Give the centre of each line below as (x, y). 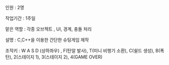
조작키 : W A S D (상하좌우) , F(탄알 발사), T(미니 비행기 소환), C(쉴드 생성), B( (83, 51)
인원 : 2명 (15, 7)
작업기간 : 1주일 (20, 18)
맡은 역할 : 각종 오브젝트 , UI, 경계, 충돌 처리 (48, 29)
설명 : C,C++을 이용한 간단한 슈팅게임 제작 (47, 40)
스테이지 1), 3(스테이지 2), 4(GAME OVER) (60, 57)
